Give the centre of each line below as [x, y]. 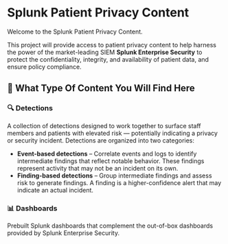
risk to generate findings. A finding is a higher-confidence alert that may [119, 182]
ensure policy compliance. [44, 66]
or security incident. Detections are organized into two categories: [101, 140]
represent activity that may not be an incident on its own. [98, 168]
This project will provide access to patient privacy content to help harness [112, 45]
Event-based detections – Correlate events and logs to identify [107, 154]
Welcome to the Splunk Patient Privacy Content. [75, 32]
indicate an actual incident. [55, 190]
